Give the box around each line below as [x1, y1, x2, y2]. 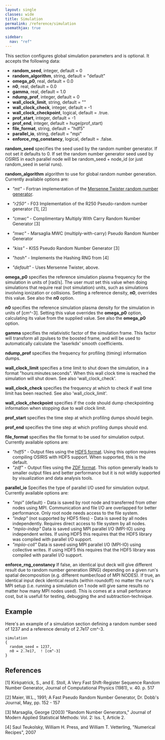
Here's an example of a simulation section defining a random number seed [5, 621, 157, 627]
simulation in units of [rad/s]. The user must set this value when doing [5, 279, 147, 285]
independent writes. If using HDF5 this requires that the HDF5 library [12, 531, 152, 537]
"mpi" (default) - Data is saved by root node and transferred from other [12, 499, 157, 505]
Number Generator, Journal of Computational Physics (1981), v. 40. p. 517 [5, 685, 155, 691]
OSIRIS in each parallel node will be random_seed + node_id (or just [5, 156, 143, 162]
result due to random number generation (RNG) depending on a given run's [5, 567, 159, 573]
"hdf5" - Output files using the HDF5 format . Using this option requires [12, 448, 157, 454]
